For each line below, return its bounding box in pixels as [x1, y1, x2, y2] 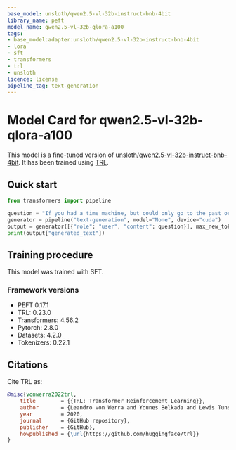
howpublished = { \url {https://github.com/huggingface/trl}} [20, 430, 199, 437]
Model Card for [7, 112, 97, 129]
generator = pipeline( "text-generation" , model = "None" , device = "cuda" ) [7, 216, 221, 224]
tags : [7, 30, 23, 37]
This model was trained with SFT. [7, 268, 104, 276]
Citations [7, 359, 48, 371]
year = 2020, [20, 411, 83, 418]
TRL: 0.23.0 [17, 309, 51, 317]
